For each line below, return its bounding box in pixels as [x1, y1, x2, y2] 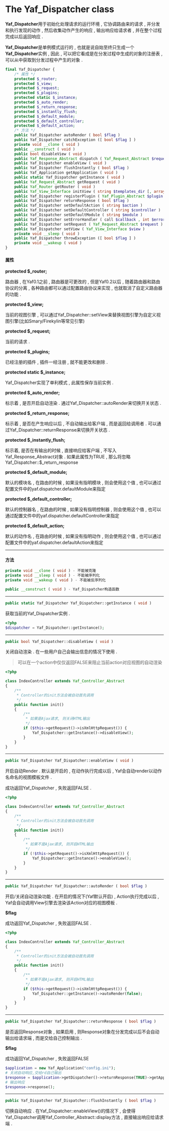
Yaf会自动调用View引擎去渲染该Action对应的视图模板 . [5, 900, 118, 906]
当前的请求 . [5, 339, 30, 345]
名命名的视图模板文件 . [5, 774, 52, 780]
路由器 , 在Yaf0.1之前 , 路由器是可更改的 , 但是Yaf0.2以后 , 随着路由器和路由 [5, 279, 160, 285]
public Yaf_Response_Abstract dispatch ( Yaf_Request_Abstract [14, 156, 150, 161]
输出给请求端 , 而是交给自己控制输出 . [5, 1035, 82, 1041]
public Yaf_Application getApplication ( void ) [14, 170, 118, 175]
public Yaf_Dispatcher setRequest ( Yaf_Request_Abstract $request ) [14, 222, 163, 227]
